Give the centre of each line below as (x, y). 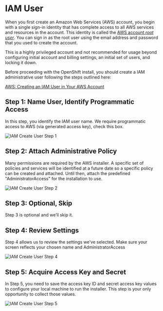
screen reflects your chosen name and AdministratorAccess (65, 247)
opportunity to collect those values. (41, 294)
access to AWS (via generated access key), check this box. (64, 126)
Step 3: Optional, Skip (39, 203)
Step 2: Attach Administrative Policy (61, 151)
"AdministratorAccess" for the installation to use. (54, 178)
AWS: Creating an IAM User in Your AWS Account (55, 86)
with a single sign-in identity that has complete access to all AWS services (80, 27)
